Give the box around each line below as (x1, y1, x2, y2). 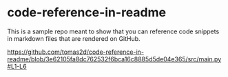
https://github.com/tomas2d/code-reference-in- (7, 48, 145, 56)
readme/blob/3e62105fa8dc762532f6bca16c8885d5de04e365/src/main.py (7, 55, 222, 63)
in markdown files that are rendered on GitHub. (7, 34, 141, 42)
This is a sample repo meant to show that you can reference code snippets (7, 27, 220, 35)
